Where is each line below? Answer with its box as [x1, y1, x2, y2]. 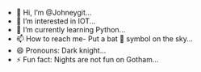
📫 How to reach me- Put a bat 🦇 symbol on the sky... [15, 34, 194, 44]
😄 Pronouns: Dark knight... [15, 45, 107, 55]
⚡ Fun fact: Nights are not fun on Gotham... [15, 55, 159, 64]
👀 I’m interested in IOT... [15, 16, 96, 26]
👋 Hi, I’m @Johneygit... [15, 8, 92, 17]
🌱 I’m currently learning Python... [15, 25, 126, 34]
